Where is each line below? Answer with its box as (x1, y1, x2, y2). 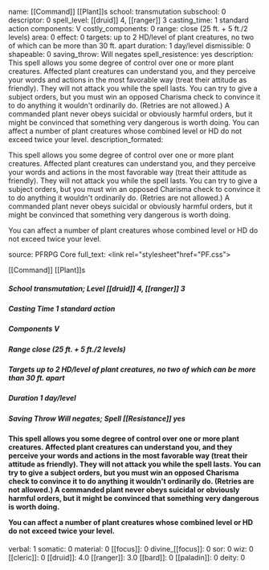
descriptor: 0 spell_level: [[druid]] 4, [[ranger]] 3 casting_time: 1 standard (8, 15, 249, 25)
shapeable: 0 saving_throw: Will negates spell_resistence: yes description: (8, 50, 255, 59)
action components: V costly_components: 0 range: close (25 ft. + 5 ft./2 (8, 24, 248, 33)
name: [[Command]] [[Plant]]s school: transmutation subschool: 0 (8, 7, 226, 16)
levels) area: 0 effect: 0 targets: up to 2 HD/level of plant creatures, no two (8, 32, 255, 42)
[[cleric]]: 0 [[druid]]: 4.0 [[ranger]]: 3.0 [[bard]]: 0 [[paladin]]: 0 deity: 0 (8, 552, 246, 562)
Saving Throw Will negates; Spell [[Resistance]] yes (8, 413, 186, 423)
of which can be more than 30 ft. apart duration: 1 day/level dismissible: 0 (8, 41, 251, 51)
